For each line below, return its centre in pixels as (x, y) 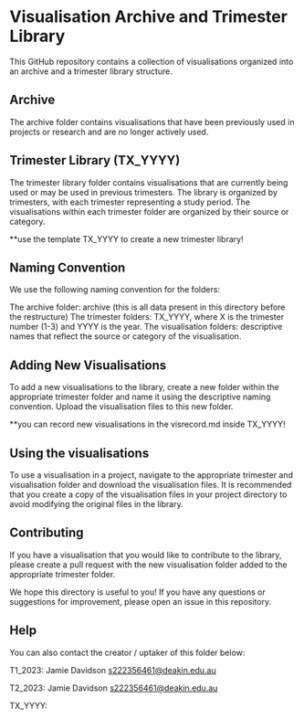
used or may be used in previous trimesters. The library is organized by (144, 192)
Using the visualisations (79, 453)
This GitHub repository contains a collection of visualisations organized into (152, 61)
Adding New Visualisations (88, 365)
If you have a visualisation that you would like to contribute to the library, (146, 555)
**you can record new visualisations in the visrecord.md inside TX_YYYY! (147, 424)
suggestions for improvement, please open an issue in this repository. (141, 601)
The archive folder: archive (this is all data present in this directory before (147, 307)
